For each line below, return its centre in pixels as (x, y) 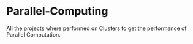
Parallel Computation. (34, 34)
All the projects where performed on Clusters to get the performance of (96, 28)
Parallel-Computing (57, 11)
